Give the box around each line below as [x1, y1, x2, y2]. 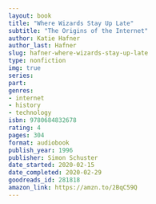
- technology [8, 109, 52, 117]
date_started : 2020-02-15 [8, 161, 94, 169]
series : [8, 71, 34, 80]
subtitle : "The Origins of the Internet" [8, 27, 149, 35]
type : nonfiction [8, 57, 66, 65]
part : [8, 79, 26, 87]
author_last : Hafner [8, 42, 78, 50]
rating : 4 [8, 124, 42, 132]
